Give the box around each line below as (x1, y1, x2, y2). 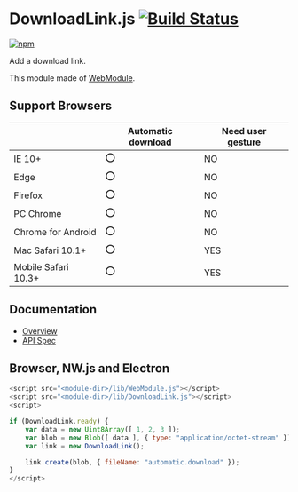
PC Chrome (13, 208, 62, 220)
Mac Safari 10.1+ (13, 244, 87, 257)
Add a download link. (9, 55, 87, 66)
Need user (221, 124, 267, 137)
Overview (21, 325, 58, 337)
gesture (227, 136, 262, 148)
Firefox (13, 189, 43, 202)
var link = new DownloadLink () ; (25, 441, 145, 450)
